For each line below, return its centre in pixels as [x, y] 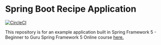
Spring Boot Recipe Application [71, 9]
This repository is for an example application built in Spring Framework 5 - [81, 32]
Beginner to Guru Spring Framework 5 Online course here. [64, 37]
